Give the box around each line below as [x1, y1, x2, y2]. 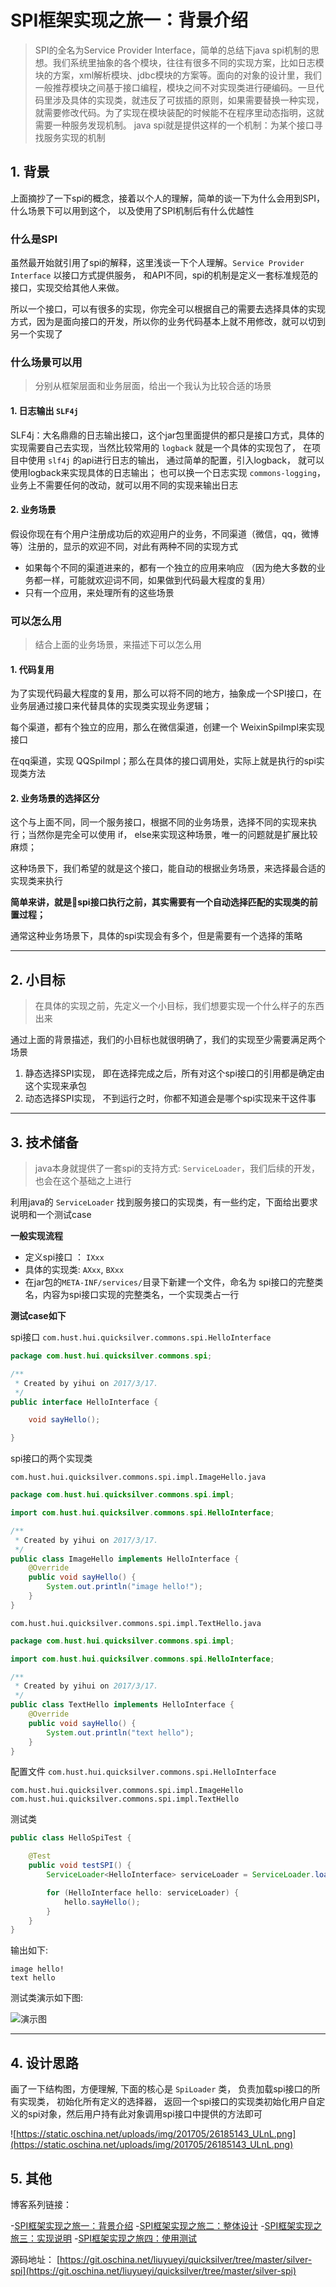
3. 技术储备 [10, 1134, 79, 1151]
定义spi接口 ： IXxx [24, 1251, 105, 1263]
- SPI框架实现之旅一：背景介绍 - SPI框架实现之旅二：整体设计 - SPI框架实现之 [10, 2219, 323, 2231]
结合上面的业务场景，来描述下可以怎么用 [34, 639, 202, 651]
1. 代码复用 [10, 663, 55, 675]
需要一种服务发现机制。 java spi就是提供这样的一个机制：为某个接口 [34, 119, 315, 131]
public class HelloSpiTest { [10, 1833, 132, 1843]
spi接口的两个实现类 [10, 1452, 93, 1465]
